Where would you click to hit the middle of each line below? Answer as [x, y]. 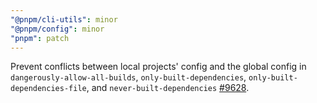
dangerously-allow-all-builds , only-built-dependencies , [128, 77]
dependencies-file [48, 89]
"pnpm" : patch [40, 38]
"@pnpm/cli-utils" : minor [64, 19]
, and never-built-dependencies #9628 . [168, 88]
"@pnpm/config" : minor [57, 29]
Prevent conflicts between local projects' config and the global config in [158, 67]
